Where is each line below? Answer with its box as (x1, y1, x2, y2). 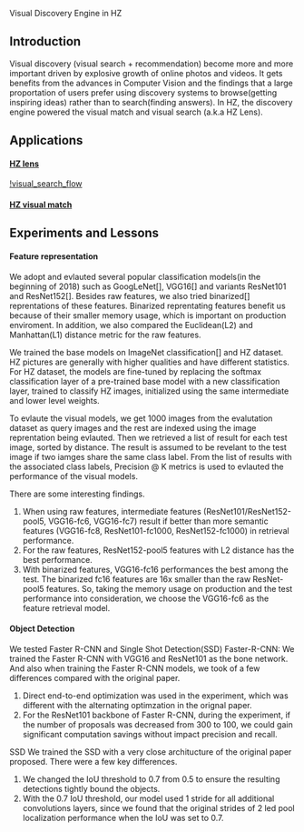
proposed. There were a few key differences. (9, 756, 178, 767)
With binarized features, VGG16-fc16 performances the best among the (22, 564, 289, 575)
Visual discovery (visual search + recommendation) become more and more (9, 58, 294, 69)
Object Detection (9, 623, 75, 635)
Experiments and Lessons (9, 226, 160, 241)
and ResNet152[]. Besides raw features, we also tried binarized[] (9, 290, 250, 301)
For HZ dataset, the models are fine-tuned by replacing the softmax (9, 366, 261, 376)
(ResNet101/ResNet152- (202, 506, 292, 516)
